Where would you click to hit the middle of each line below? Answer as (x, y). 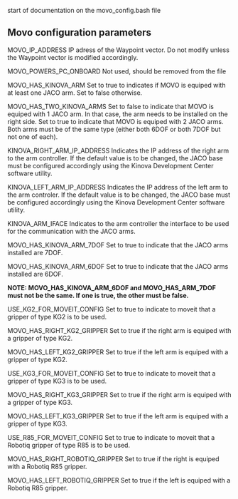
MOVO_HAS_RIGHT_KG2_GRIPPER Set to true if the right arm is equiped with (119, 330)
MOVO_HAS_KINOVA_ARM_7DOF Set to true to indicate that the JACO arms (118, 245)
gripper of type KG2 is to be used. (57, 317)
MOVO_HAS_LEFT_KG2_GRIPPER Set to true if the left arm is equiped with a (118, 351)
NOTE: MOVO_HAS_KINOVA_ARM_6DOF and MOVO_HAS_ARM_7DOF (112, 287)
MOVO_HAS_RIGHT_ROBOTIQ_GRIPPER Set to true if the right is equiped (113, 458)
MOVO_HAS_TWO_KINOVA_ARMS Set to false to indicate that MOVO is (111, 106)
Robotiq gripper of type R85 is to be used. (69, 445)
